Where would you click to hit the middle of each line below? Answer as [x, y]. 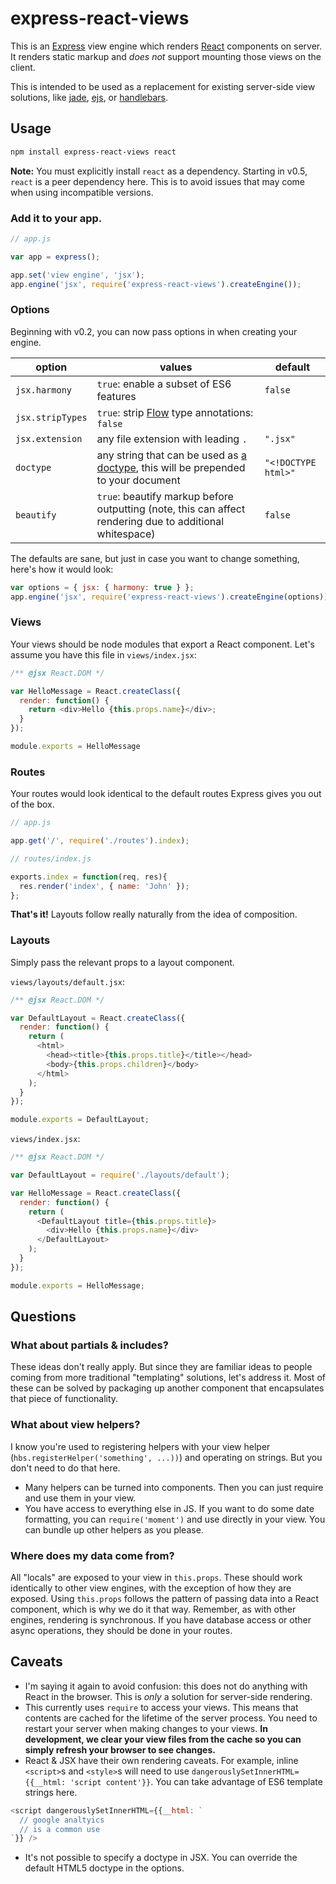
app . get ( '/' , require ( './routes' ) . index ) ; [100, 841]
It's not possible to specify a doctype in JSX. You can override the [161, 1858]
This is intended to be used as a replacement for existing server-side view [163, 86]
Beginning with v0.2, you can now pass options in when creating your [154, 331]
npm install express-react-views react [93, 152]
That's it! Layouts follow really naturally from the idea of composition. [154, 914]
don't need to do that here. [65, 1468]
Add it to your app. [56, 218]
